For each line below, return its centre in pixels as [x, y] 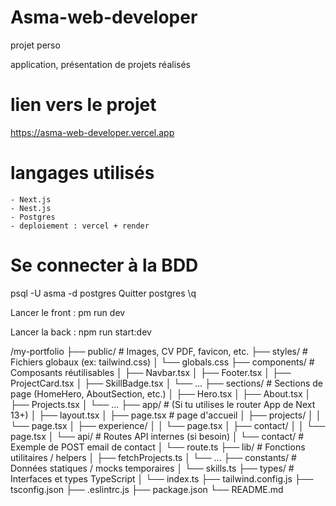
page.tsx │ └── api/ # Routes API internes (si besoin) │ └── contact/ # [157, 436]
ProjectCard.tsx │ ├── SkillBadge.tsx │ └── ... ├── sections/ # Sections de [166, 383]
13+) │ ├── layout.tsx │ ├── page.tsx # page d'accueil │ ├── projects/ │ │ [166, 415]
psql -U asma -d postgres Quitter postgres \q [103, 293]
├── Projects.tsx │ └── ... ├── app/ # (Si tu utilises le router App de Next [163, 404]
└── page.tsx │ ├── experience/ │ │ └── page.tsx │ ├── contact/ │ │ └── [168, 425]
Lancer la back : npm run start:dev [81, 332]
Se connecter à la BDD [104, 265]
